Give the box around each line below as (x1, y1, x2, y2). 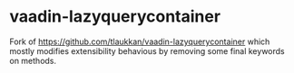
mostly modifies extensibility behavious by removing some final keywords (9, 45, 285, 56)
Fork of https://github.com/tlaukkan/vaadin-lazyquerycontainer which (9, 36, 270, 47)
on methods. (9, 55, 57, 66)
